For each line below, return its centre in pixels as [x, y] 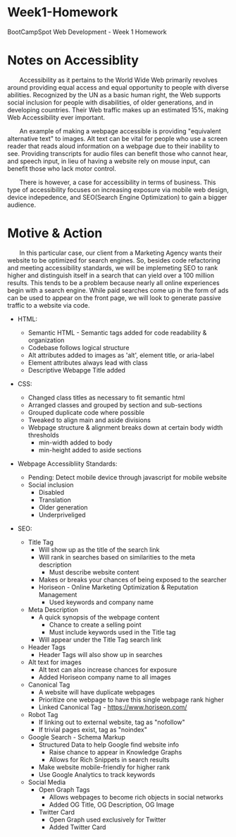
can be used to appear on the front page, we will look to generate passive [114, 298]
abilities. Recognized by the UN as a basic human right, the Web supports [114, 95]
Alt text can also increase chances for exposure [108, 669]
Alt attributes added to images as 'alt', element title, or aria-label [121, 355]
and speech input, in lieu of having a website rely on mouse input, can [109, 161]
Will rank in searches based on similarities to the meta [117, 557]
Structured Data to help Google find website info [109, 745]
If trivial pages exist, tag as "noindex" [93, 729]
